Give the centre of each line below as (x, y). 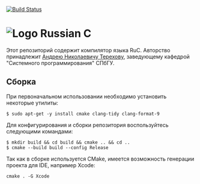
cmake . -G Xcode (28, 176)
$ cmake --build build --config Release (58, 147)
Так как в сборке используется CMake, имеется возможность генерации (100, 159)
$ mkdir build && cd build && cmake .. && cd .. (68, 142)
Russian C (66, 34)
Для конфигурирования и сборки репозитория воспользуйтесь (88, 125)
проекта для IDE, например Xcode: (51, 165)
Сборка (21, 82)
